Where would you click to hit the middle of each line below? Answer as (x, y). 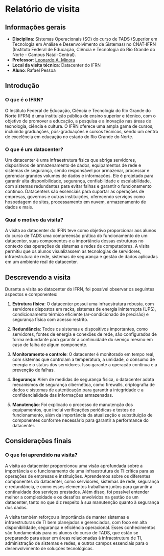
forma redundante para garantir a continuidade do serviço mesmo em (82, 340)
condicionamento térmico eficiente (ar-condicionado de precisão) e (81, 314)
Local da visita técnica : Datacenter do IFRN (57, 65)
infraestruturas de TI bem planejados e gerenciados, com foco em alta (76, 522)
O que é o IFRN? (24, 100)
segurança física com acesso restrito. (50, 320)
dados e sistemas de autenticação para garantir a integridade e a (78, 390)
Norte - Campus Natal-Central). (44, 55)
